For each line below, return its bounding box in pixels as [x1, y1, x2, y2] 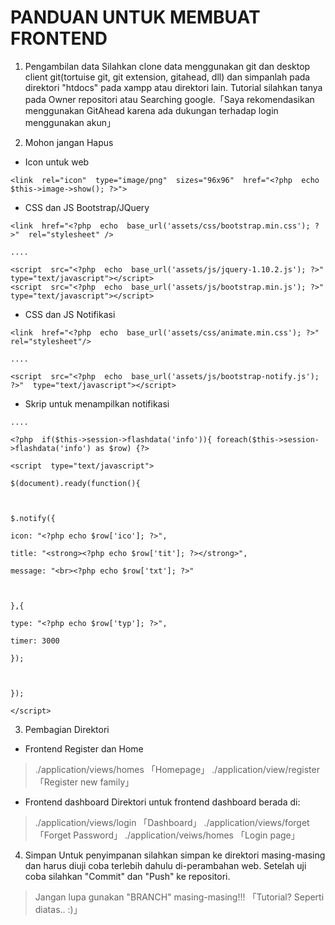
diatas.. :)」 [34, 903, 83, 915]
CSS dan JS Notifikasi [24, 308, 116, 320]
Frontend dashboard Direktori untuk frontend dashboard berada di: [24, 796, 301, 808]
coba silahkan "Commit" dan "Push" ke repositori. [24, 870, 231, 882]
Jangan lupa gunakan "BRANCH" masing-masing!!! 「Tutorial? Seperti [34, 891, 325, 903]
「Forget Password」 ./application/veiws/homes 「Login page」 [34, 829, 300, 841]
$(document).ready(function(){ [10, 478, 141, 488]
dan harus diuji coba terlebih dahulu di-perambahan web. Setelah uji [24, 859, 307, 871]
